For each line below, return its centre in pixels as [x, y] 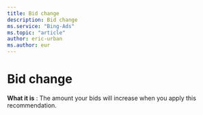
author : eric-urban [35, 39]
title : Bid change [33, 13]
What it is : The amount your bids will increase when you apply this [102, 98]
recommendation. [32, 105]
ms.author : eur [29, 45]
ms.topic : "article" [37, 33]
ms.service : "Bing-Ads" [41, 26]
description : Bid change [42, 20]
